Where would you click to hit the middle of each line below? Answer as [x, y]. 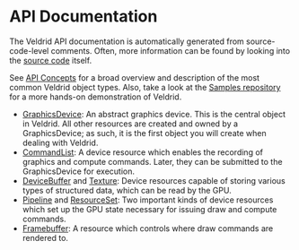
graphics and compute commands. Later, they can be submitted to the [152, 161]
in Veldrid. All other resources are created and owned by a [130, 124]
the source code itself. [51, 60]
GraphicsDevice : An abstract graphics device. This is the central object [154, 114]
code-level [29, 50]
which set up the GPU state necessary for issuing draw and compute [149, 209]
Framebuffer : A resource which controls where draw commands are [148, 228]
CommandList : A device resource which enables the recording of [142, 152]
